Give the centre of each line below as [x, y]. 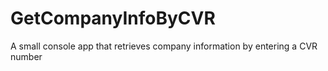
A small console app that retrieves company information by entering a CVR [164, 46]
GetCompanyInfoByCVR [113, 18]
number [26, 56]
